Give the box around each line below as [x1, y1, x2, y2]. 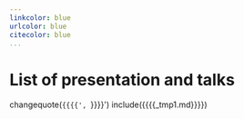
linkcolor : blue [9, 13, 71, 23]
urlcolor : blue [9, 22, 67, 31]
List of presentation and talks [9, 69, 235, 90]
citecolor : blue [9, 30, 71, 39]
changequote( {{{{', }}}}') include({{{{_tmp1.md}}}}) [9, 99, 208, 110]
